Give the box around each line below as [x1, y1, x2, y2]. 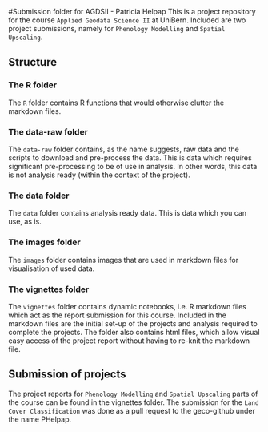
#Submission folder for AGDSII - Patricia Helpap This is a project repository [8, 7, 256, 16]
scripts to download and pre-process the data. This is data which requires [8, 152, 252, 163]
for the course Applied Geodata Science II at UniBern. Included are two [8, 15, 246, 25]
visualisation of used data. [8, 264, 95, 273]
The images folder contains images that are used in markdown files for [8, 255, 238, 264]
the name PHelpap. [8, 414, 72, 424]
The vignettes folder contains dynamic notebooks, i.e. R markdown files [8, 301, 246, 311]
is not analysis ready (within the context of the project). [8, 170, 190, 180]
